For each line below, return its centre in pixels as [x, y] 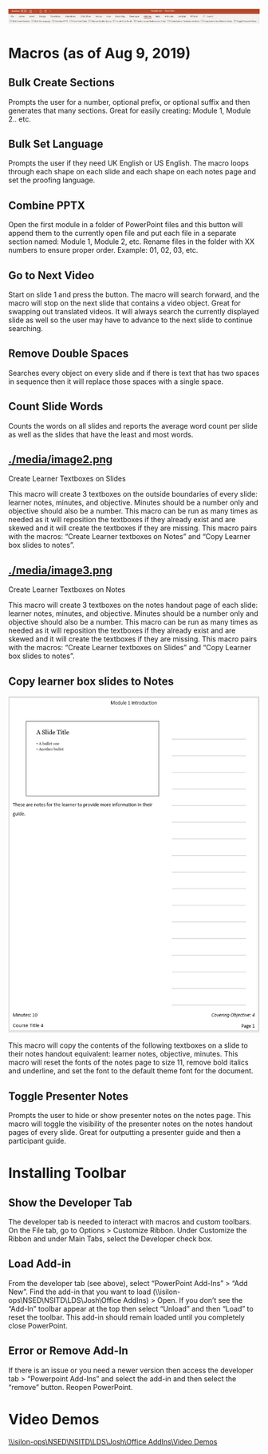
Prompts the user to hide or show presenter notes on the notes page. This [130, 1116]
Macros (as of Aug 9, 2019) [100, 53]
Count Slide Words [56, 407]
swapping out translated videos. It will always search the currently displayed [134, 311]
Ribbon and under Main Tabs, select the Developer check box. [110, 1239]
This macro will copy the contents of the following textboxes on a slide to [128, 1045]
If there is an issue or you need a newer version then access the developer [131, 1370]
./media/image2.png [61, 459]
